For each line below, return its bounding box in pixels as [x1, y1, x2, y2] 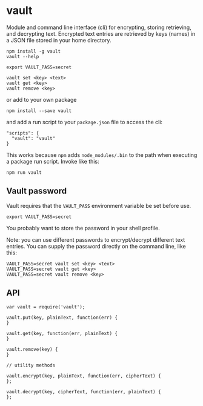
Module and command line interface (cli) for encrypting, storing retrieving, [6, 24, 192, 31]
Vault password [6, 186, 67, 196]
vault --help [6, 53, 39, 59]
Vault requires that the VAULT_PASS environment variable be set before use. [6, 202, 191, 209]
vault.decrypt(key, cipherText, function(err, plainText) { [6, 388, 162, 394]
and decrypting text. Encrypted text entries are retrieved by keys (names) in [6, 30, 196, 37]
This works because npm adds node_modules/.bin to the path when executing [6, 151, 198, 158]
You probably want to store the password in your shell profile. [6, 224, 160, 231]
